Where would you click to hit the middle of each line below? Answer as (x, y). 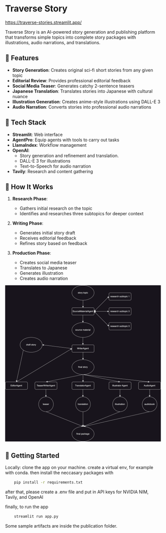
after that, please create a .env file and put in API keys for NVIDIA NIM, (77, 492)
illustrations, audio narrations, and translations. (53, 42)
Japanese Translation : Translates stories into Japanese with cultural (83, 91)
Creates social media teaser (48, 263)
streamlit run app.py (36, 517)
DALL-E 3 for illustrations (45, 161)
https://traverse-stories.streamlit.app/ (43, 22)
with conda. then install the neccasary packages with (59, 473)
